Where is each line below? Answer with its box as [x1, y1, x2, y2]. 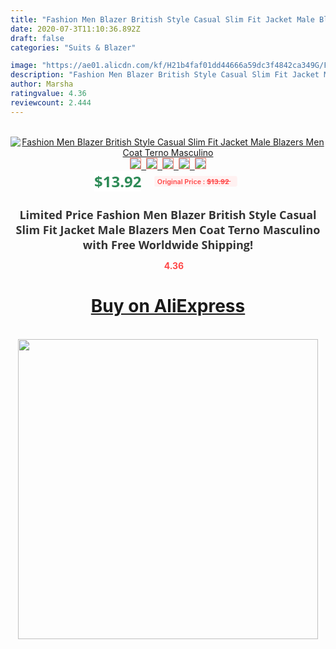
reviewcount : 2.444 [10, 97, 92, 108]
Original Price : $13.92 [157, 176, 230, 186]
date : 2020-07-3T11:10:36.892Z [10, 24, 141, 34]
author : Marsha [10, 79, 74, 90]
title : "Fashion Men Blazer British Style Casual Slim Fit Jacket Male [10, 14, 315, 25]
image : [10, 61, 38, 71]
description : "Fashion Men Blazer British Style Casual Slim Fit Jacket [10, 70, 320, 80]
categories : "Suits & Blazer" [10, 42, 137, 53]
